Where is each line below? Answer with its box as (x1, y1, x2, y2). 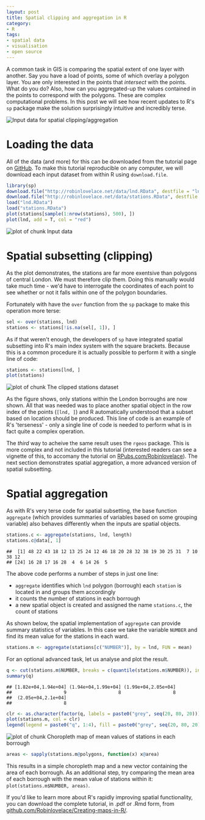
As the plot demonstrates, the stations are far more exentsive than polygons (6, 269, 197, 277)
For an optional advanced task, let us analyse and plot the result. (6, 655, 169, 662)
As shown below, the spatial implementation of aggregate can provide (6, 619, 181, 626)
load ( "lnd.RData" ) (6, 200, 53, 206)
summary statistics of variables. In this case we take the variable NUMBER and (6, 626, 198, 633)
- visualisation (6, 43, 48, 49)
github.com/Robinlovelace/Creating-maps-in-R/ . (6, 807, 128, 814)
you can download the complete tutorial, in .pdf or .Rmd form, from (6, 800, 175, 808)
